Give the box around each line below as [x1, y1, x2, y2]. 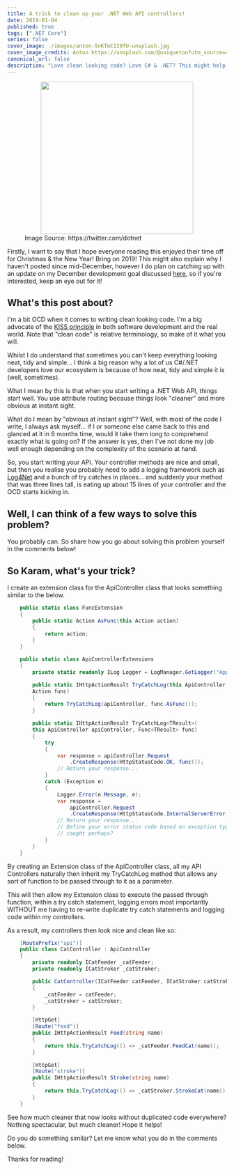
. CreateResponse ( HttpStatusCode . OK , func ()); [69, 759, 204, 766]
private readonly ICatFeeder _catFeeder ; [32, 959, 155, 966]
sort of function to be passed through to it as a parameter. [7, 877, 174, 885]
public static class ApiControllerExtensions [19, 656, 155, 663]
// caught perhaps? [56, 830, 114, 837]
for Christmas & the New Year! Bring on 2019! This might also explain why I [7, 254, 221, 263]
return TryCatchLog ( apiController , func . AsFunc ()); [44, 701, 198, 708]
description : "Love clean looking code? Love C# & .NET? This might [7, 62, 210, 69]
